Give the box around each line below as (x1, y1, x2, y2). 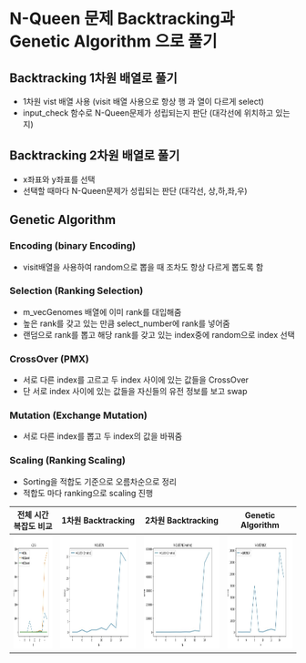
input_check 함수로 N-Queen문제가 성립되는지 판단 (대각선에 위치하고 (22, 107, 274, 118)
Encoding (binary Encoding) (9, 240, 137, 252)
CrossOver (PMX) (9, 352, 89, 365)
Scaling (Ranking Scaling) (9, 454, 126, 467)
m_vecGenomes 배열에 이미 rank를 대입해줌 (22, 306, 182, 317)
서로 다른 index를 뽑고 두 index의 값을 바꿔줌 (22, 431, 183, 442)
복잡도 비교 (13, 521, 53, 532)
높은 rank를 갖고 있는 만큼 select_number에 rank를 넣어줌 (22, 318, 230, 329)
